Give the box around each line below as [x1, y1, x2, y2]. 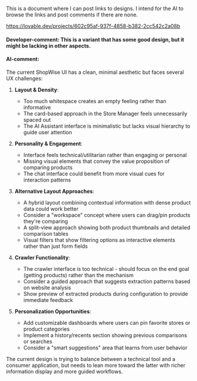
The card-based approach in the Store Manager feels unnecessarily [23, 110, 188, 117]
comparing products [23, 164, 73, 171]
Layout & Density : [14, 86, 59, 93]
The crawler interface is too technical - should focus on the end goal [23, 265, 189, 272]
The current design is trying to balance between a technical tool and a [6, 355, 176, 362]
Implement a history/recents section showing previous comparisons [23, 331, 188, 339]
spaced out [23, 116, 51, 123]
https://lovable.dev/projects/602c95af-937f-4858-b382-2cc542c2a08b [6, 23, 181, 29]
